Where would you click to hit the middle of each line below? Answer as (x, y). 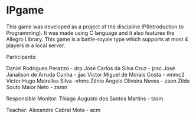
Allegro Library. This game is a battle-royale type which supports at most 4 (97, 39)
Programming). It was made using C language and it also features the (90, 32)
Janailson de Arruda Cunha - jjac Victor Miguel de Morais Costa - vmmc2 (95, 74)
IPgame (25, 10)
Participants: (22, 57)
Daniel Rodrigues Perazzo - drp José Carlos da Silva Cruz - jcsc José (91, 68)
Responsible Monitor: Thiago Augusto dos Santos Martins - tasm (85, 99)
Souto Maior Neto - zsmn (37, 87)
